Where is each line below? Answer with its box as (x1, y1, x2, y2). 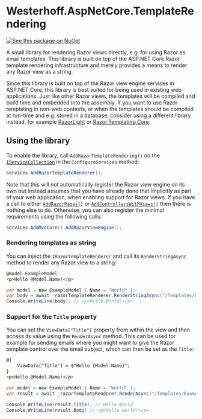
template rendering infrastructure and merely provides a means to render (6, 62, 188, 69)
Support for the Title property (6, 313, 97, 321)
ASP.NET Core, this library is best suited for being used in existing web (6, 86, 182, 93)
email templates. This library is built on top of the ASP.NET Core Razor (6, 55, 180, 62)
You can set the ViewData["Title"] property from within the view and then (6, 326, 191, 333)
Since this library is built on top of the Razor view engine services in (6, 80, 174, 87)
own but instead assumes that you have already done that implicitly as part (6, 187, 192, 194)
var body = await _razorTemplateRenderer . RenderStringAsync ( (6, 293, 163, 299)
